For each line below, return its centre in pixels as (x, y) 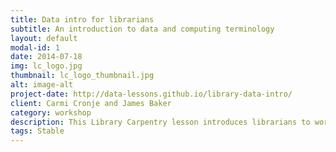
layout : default (44, 38)
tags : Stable (37, 131)
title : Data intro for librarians (82, 19)
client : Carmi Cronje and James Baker (91, 103)
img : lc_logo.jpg (46, 66)
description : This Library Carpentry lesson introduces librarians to (160, 122)
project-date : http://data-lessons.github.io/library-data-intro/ (151, 94)
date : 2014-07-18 (46, 57)
